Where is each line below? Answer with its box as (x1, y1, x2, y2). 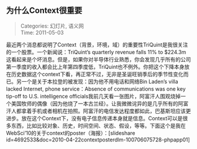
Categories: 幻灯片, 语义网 (20, 22, 84, 29)
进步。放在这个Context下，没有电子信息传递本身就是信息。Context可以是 (6, 114, 183, 122)
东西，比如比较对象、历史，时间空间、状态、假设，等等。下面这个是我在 (11, 122, 186, 129)
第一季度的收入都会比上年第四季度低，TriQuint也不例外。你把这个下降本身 (6, 63, 185, 70)
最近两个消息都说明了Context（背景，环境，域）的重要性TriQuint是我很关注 (6, 41, 188, 48)
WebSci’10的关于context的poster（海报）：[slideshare (6, 129, 135, 137)
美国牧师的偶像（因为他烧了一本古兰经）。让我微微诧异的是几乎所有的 (11, 100, 178, 107)
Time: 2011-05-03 (20, 29, 64, 36)
